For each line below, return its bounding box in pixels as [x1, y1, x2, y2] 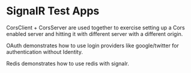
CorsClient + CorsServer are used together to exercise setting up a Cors [6, 24, 185, 31]
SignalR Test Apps [6, 4, 100, 18]
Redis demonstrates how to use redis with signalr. [6, 60, 129, 67]
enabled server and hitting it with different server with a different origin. [6, 30, 183, 37]
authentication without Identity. [6, 48, 83, 55]
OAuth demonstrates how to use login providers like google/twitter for [6, 42, 179, 49]
